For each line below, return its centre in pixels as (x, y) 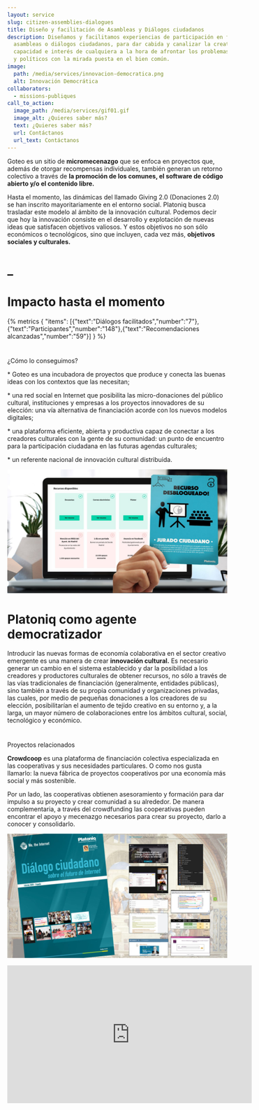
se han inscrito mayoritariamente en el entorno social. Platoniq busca (106, 204)
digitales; (20, 417)
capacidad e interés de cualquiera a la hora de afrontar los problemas (121, 52)
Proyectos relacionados (41, 745)
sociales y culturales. (39, 241)
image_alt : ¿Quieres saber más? (61, 118)
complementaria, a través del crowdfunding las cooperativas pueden (106, 809)
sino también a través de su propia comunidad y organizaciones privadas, (113, 691)
